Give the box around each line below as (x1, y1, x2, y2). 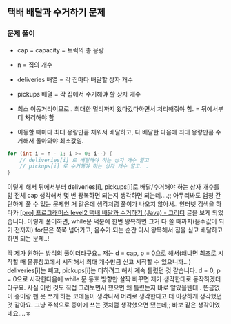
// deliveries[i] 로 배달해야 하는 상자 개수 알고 (19, 156, 150, 163)
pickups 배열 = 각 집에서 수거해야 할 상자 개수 (17, 90, 141, 98)
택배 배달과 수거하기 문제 (7, 6, 106, 19)
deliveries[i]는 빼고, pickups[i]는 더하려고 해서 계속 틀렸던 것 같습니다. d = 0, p (7, 266, 221, 274)
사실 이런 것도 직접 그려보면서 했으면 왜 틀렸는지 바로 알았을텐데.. (27, 283, 202, 292)
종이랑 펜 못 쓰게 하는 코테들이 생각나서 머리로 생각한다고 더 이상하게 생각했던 (14, 292, 223, 301)
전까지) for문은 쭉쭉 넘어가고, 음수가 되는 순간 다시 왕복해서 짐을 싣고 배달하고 (14, 226, 223, 234)
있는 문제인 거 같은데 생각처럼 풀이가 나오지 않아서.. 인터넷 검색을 (40, 200, 215, 208)
